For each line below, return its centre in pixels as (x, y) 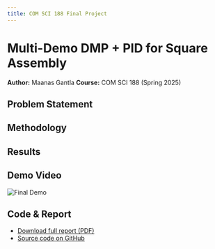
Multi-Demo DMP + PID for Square (108, 48)
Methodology (37, 128)
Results (24, 152)
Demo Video (34, 175)
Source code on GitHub (51, 239)
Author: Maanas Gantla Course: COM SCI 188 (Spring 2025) (94, 82)
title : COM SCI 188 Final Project (57, 14)
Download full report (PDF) (56, 231)
